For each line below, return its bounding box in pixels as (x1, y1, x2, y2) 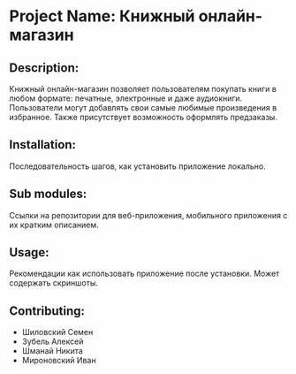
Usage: (9, 245, 50, 260)
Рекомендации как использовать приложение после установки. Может (9, 268, 280, 279)
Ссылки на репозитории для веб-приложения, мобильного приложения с (9, 210, 288, 220)
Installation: (9, 137, 77, 152)
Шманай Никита (21, 346, 84, 356)
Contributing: (9, 303, 86, 318)
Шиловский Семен (21, 327, 94, 338)
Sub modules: (9, 187, 87, 202)
